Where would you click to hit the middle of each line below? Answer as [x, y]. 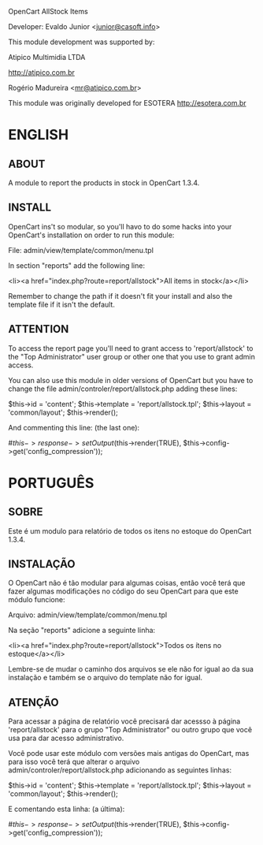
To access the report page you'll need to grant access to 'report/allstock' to [131, 348]
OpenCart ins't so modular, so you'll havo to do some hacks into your [120, 226]
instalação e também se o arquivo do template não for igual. [106, 678]
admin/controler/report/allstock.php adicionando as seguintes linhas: [120, 770]
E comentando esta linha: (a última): [67, 809]
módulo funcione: [37, 600]
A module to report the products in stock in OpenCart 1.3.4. [104, 183]
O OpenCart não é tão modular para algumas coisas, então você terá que [127, 583]
